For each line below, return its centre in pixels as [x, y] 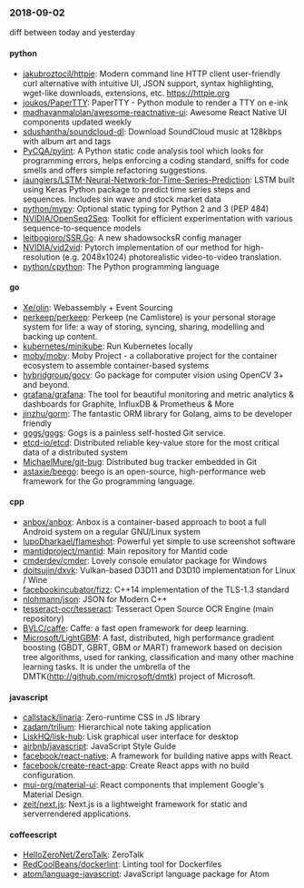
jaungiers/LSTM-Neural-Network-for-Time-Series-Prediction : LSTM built [158, 180]
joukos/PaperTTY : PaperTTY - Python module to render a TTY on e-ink [155, 103]
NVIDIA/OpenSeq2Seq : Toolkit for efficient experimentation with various [157, 218]
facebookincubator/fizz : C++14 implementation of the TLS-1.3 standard [156, 589]
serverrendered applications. [77, 814]
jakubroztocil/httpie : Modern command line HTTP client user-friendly [152, 74]
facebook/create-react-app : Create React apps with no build [136, 765]
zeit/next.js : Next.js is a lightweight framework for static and [135, 804]
